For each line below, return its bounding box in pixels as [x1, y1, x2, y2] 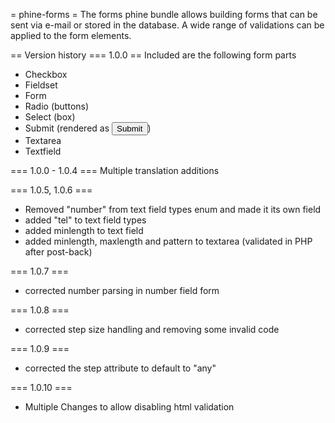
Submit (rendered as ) [24, 122, 152, 134]
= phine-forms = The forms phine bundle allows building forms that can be [10, 9, 318, 20]
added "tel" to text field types [24, 214, 147, 226]
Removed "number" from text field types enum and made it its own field [24, 204, 322, 215]
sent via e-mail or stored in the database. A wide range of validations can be [10, 19, 325, 31]
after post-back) [24, 246, 93, 258]
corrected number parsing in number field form [24, 285, 220, 296]
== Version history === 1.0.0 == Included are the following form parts [10, 49, 297, 61]
